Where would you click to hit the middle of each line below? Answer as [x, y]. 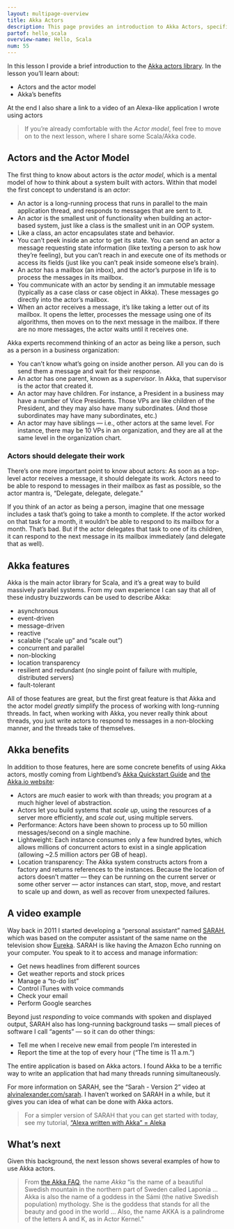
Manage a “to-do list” [48, 981]
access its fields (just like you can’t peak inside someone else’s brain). [118, 262]
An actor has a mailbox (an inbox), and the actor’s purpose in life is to [117, 270]
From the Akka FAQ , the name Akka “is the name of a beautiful [114, 1182]
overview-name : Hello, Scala [49, 40]
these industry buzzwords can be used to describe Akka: [89, 597]
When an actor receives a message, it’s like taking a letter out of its [113, 307]
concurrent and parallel [51, 648]
